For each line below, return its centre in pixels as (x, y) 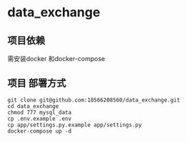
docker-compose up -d (40, 131)
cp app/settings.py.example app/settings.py (75, 125)
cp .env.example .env (40, 119)
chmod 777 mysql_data (40, 112)
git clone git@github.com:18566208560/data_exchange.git (94, 100)
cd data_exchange (33, 106)
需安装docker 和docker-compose (56, 59)
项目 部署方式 (37, 83)
